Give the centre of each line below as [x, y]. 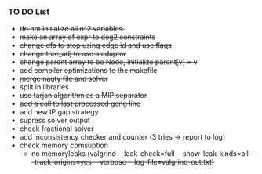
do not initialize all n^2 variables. [72, 29]
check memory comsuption [64, 145]
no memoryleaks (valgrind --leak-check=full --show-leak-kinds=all [140, 154]
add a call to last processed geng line [80, 103]
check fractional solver [56, 129]
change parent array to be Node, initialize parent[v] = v [108, 62]
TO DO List [29, 12]
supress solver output [55, 121]
